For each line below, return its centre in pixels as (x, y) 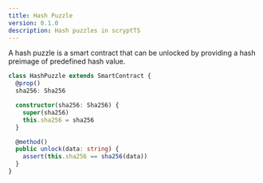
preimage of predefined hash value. (67, 61)
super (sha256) (46, 112)
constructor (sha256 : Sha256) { (67, 105)
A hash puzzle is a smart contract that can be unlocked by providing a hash (132, 53)
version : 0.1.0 (33, 23)
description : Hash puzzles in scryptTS (75, 30)
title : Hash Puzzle (41, 16)
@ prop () (28, 84)
